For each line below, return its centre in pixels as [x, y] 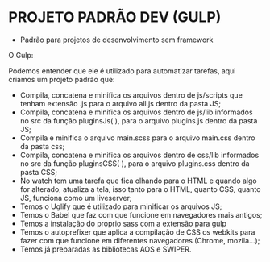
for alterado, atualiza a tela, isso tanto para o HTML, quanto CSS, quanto [140, 189]
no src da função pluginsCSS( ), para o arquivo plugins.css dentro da [135, 163]
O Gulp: [21, 55]
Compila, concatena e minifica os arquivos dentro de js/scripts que [131, 95]
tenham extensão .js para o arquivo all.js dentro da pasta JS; [120, 103]
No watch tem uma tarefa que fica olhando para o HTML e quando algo [138, 181]
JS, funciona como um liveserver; [76, 198]
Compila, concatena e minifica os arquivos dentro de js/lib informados [136, 112]
